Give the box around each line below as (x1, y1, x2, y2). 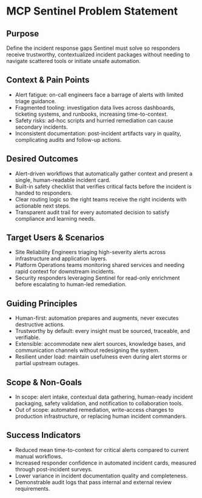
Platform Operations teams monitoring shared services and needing (15, 261, 185, 269)
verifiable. (15, 334, 41, 341)
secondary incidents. (15, 123, 68, 130)
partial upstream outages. (15, 360, 80, 367)
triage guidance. (15, 97, 56, 104)
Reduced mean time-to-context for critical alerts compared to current (15, 446, 189, 453)
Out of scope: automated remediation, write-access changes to (15, 406, 174, 414)
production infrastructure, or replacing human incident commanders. (15, 412, 187, 420)
